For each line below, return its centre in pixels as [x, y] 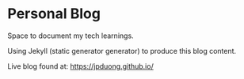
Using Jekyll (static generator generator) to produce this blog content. [122, 51]
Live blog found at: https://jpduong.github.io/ [80, 66]
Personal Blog [54, 14]
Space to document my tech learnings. [71, 36]
